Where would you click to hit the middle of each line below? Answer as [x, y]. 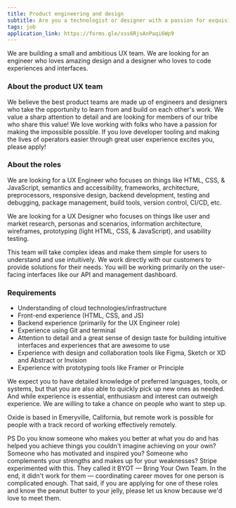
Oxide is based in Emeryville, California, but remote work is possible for [111, 417]
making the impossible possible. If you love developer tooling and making [113, 131]
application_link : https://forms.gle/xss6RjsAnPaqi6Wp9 [91, 33]
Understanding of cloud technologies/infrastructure [92, 308]
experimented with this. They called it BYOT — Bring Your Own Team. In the [117, 469]
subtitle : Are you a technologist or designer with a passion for [106, 20]
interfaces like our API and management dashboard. [102, 274]
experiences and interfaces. [48, 68]
